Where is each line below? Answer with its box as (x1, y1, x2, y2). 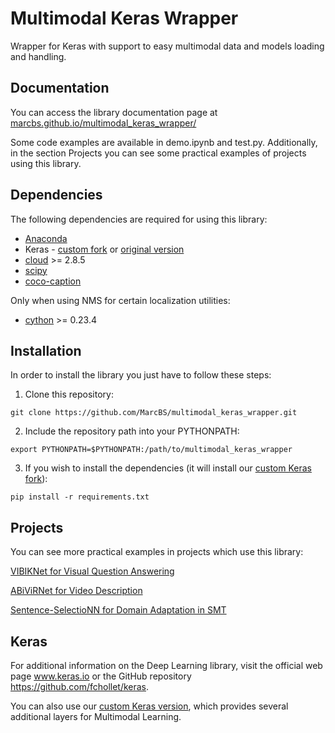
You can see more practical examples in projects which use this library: (10, 546, 304, 558)
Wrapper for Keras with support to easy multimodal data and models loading (10, 40, 325, 52)
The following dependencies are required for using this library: (10, 213, 268, 225)
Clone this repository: (24, 388, 114, 401)
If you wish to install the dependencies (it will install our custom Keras (24, 462, 312, 474)
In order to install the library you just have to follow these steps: (10, 369, 272, 381)
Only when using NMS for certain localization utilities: (10, 294, 231, 306)
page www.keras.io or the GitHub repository (10, 670, 192, 682)
